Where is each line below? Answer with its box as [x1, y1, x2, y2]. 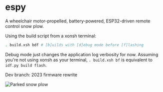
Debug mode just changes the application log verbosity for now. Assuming [5, 51, 159, 57]
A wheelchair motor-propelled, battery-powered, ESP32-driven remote [5, 18, 151, 24]
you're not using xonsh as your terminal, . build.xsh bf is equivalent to [5, 57, 153, 63]
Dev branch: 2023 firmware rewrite [5, 72, 78, 78]
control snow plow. [5, 23, 44, 29]
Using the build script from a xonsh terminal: [5, 33, 96, 39]
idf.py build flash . [5, 62, 47, 68]
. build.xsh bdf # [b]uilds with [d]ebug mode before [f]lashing [5, 42, 144, 47]
